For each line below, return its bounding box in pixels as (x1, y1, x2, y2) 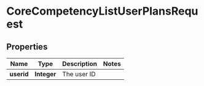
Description (62, 60, 97, 68)
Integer (34, 70, 57, 78)
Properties (6, 41, 48, 52)
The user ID (62, 70, 96, 78)
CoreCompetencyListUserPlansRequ (6, 4, 198, 18)
